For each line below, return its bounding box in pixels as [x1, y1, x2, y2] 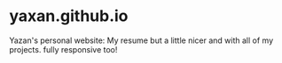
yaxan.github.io [9, 6, 129, 26]
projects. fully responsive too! [9, 44, 118, 54]
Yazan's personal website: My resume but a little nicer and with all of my [9, 35, 273, 45]
